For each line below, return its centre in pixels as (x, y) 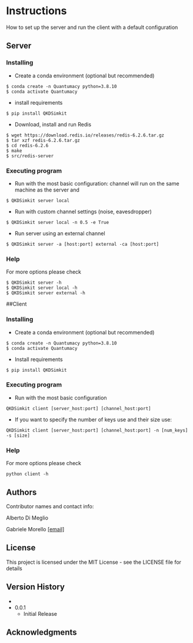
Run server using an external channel (60, 233)
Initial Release (40, 613)
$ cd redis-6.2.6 (27, 145)
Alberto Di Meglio (27, 518)
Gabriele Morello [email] (35, 529)
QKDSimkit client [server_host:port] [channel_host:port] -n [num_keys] (97, 430)
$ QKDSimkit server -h (34, 283)
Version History (35, 587)
